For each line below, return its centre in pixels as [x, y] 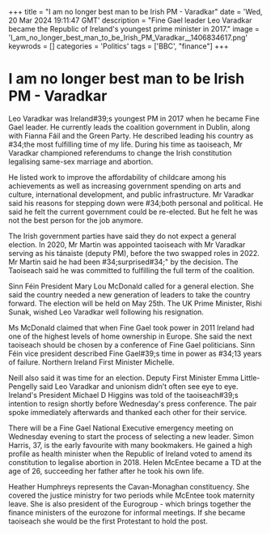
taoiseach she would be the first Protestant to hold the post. [108, 521]
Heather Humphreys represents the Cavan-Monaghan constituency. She [129, 486]
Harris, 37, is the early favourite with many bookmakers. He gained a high [131, 445]
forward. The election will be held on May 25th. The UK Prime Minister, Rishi [135, 303]
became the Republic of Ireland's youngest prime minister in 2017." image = [134, 29]
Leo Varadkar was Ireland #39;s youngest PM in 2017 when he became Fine [134, 118]
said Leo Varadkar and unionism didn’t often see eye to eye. [139, 386]
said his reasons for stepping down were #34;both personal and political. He [136, 203]
